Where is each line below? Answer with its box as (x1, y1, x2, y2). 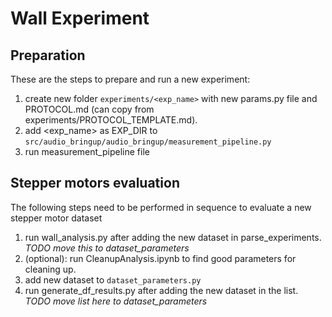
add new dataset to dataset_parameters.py (24, 273, 202, 286)
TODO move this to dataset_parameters (24, 242, 190, 254)
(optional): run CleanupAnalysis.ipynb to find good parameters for (24, 252, 297, 264)
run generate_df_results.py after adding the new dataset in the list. (24, 284, 299, 296)
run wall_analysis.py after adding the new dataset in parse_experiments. (24, 231, 322, 243)
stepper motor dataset (10, 212, 103, 224)
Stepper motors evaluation (10, 175, 180, 192)
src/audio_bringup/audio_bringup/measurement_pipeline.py (24, 137, 272, 147)
